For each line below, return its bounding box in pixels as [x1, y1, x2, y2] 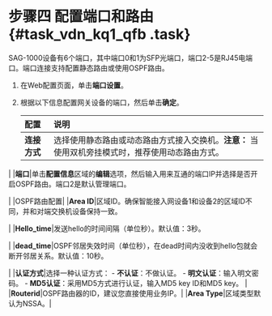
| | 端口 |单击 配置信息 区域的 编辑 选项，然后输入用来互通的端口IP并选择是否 [8, 169, 251, 178]
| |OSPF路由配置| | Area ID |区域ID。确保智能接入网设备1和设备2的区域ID [8, 196, 245, 206]
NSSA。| [22, 298, 52, 308]
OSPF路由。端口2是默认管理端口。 [15, 179, 131, 189]
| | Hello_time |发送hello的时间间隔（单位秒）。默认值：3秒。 [8, 224, 206, 233]
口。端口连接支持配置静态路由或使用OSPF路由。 [8, 62, 169, 73]
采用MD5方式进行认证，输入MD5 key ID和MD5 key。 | [67, 278, 248, 288]
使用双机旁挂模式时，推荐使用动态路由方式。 [53, 147, 224, 158]
